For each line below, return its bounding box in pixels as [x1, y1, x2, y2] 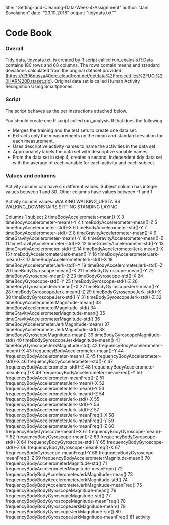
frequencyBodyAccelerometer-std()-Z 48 [5, 364, 91, 370]
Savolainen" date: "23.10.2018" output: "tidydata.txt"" [5, 10, 116, 16]
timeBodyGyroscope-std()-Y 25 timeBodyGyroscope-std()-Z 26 [5, 278, 138, 284]
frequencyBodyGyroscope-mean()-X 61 [5, 429, 88, 435]
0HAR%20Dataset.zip [5, 78, 51, 84]
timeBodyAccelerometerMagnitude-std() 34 [5, 305, 96, 311]
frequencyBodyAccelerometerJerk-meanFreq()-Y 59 [5, 417, 115, 424]
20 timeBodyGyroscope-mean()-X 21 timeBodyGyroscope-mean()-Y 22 [5, 268, 154, 274]
